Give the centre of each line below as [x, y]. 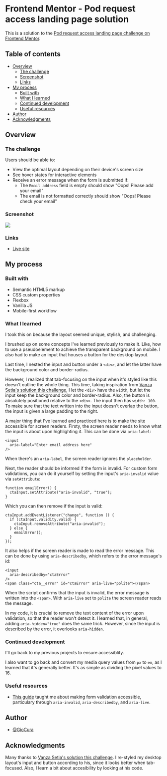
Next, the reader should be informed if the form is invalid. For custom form [81, 468]
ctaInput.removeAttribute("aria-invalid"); [60, 524]
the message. [19, 603]
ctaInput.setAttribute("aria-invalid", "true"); [61, 493]
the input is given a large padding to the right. [52, 411]
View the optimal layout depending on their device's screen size [78, 170]
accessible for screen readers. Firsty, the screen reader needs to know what [83, 426]
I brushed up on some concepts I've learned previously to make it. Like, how [83, 344]
